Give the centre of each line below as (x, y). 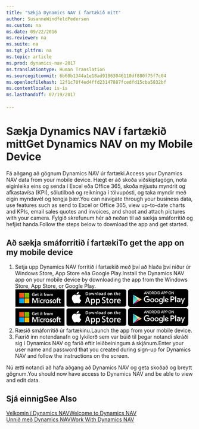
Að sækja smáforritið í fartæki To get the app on (95, 243)
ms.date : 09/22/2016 (32, 32)
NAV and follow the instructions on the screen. (72, 355)
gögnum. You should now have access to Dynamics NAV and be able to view (99, 373)
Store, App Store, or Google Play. (55, 286)
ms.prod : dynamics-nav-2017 (41, 63)
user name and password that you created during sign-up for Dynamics (103, 349)
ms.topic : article (29, 57)
